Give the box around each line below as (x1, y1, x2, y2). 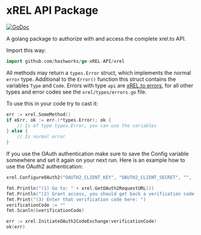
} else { (6, 128, 28, 134)
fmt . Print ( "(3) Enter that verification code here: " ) (6, 196, 146, 203)
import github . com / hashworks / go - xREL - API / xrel (6, 58, 125, 64)
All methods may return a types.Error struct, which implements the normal (6, 69, 191, 76)
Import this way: (6, 46, 46, 54)
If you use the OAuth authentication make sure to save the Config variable (6, 150, 189, 158)
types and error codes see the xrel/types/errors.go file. (6, 88, 147, 95)
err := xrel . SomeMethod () (6, 112, 71, 117)
